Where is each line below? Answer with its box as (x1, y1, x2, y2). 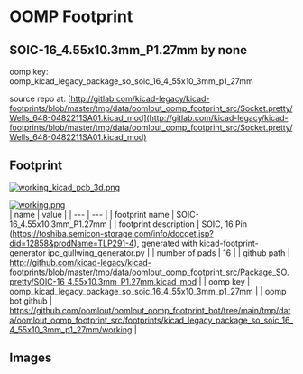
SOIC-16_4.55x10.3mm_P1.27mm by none (9, 42, 248, 58)
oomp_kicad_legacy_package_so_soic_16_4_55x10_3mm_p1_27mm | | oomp (9, 285, 287, 296)
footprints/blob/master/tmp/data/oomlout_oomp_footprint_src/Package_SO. (9, 266, 289, 277)
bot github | (9, 295, 52, 306)
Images (9, 351, 52, 366)
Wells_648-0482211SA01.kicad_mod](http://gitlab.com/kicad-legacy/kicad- (9, 113, 289, 123)
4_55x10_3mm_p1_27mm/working (9, 323, 133, 335)
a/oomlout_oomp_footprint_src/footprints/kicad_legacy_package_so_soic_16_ (9, 314, 294, 325)
